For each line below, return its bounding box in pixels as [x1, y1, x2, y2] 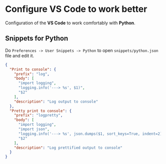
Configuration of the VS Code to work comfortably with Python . [5, 20, 136, 26]
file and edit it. [5, 53, 35, 58]
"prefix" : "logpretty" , [14, 113, 63, 118]
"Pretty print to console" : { [9, 108, 72, 113]
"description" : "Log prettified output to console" [14, 145, 123, 150]
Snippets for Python [5, 34, 68, 43]
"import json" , [18, 127, 50, 132]
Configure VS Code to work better [5, 3, 147, 15]
